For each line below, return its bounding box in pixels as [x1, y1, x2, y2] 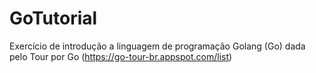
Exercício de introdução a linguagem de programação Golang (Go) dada [9, 40, 306, 52]
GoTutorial [9, 7, 98, 30]
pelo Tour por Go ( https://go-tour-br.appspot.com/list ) [9, 50, 233, 62]
